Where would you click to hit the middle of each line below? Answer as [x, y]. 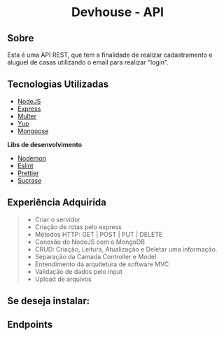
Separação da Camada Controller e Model [96, 256]
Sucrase [29, 180]
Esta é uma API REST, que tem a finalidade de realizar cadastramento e [110, 55]
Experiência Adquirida [57, 203]
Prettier [28, 173]
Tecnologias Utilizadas [58, 84]
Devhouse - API [118, 12]
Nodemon [32, 158]
